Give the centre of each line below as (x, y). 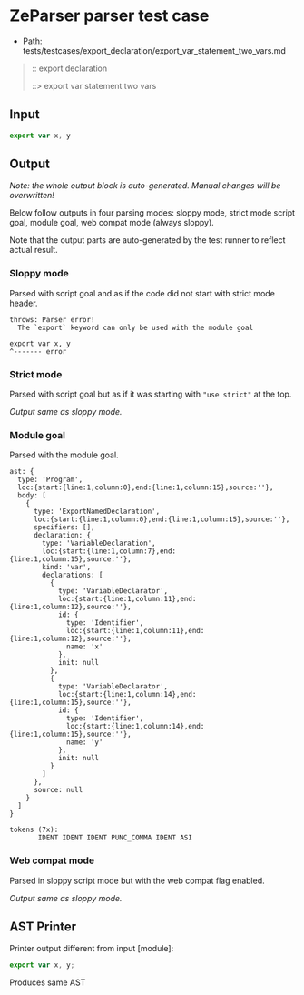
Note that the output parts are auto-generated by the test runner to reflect (147, 240)
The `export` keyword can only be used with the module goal (136, 327)
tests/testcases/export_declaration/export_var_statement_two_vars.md (154, 50)
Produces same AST (48, 982)
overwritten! (32, 196)
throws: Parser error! (52, 319)
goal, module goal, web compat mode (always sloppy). (112, 223)
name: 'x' (85, 647)
